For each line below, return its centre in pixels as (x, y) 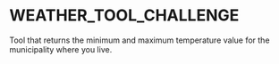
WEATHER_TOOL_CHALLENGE (124, 16)
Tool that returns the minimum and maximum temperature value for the (139, 40)
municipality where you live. (61, 49)
